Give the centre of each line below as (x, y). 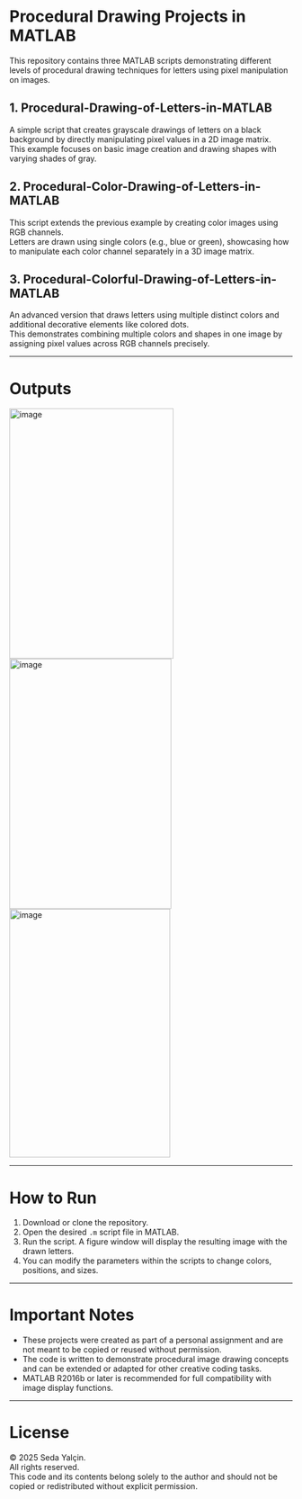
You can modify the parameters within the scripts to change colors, (147, 1261)
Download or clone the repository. (85, 1223)
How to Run (53, 1198)
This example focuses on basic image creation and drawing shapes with (143, 148)
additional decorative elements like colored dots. (99, 325)
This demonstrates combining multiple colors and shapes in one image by (146, 334)
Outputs (40, 388)
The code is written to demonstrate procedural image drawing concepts (155, 1360)
